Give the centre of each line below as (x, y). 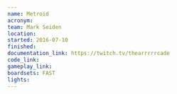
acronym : (20, 20)
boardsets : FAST (31, 73)
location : (22, 34)
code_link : (23, 60)
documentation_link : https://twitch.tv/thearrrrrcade (89, 54)
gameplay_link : (30, 66)
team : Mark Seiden (34, 27)
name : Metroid (28, 14)
